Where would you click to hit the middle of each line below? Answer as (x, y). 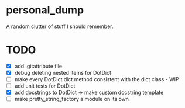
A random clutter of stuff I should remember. (60, 26)
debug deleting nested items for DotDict (63, 72)
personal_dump (45, 10)
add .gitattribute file (38, 66)
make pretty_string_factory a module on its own (72, 99)
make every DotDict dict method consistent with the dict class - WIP (97, 79)
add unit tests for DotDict (45, 86)
